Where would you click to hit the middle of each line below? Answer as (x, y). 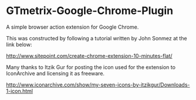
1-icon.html (20, 91)
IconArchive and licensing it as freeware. (55, 73)
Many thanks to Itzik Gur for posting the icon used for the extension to (91, 67)
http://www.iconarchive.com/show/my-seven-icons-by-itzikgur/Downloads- (98, 85)
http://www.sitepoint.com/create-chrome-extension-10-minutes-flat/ (89, 56)
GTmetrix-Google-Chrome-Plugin (90, 11)
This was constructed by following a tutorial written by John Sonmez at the (97, 38)
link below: (19, 44)
